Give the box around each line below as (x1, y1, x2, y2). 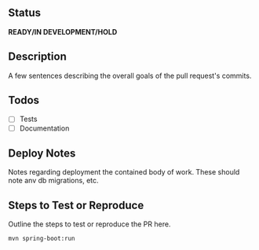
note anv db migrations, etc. (8, 176, 100, 186)
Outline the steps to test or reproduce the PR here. (8, 219, 171, 229)
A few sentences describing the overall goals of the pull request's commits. (8, 71, 252, 80)
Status (8, 6, 42, 20)
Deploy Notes (8, 146, 76, 160)
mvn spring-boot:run (8, 235, 76, 243)
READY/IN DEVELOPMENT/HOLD (8, 27, 118, 36)
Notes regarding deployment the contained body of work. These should (8, 167, 240, 177)
